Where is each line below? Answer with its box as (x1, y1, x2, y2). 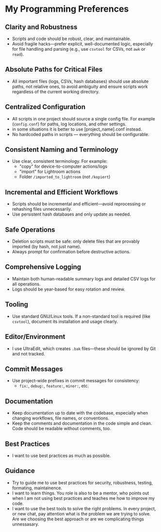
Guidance (5, 467, 35, 475)
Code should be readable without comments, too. (12, 426, 112, 432)
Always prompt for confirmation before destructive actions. (12, 249, 131, 255)
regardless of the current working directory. (12, 89, 100, 95)
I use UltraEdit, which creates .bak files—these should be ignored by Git (12, 345, 156, 352)
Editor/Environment (5, 333, 65, 341)
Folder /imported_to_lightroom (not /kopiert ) (19, 174, 111, 180)
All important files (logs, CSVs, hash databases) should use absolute (12, 78, 149, 84)
